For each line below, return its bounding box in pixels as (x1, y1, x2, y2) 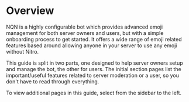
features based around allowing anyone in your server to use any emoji (6, 42, 177, 49)
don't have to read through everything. (6, 78, 99, 85)
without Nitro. (6, 48, 39, 55)
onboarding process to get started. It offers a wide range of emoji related (6, 36, 183, 43)
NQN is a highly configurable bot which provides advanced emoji (6, 23, 163, 30)
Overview (6, 4, 54, 17)
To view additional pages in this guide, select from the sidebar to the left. (6, 89, 182, 96)
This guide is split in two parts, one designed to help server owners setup (6, 59, 183, 66)
